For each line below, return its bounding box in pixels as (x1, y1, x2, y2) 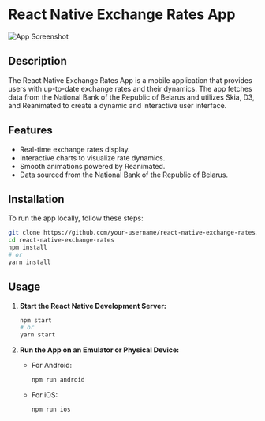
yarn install (8, 258, 51, 266)
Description (8, 55, 67, 68)
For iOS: (31, 390, 58, 400)
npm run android (31, 376, 85, 384)
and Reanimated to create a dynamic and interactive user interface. (8, 100, 227, 110)
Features (8, 124, 53, 137)
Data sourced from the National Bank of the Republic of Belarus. (19, 170, 229, 179)
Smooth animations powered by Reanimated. (19, 161, 166, 171)
